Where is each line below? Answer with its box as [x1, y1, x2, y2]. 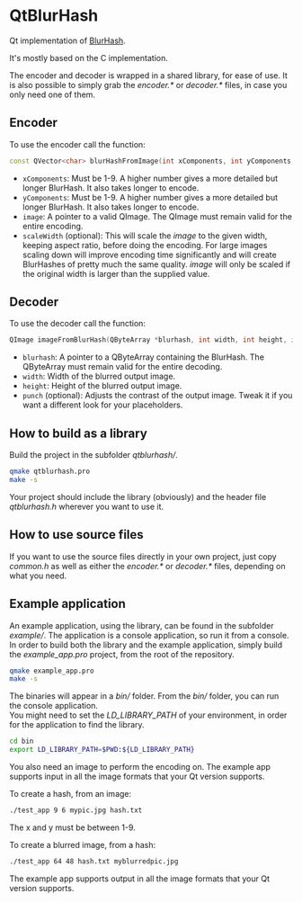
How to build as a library [9, 425, 148, 441]
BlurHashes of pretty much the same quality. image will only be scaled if [22, 258, 291, 270]
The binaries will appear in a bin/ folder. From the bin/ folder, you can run [9, 691, 280, 701]
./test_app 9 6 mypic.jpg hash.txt [9, 806, 143, 815]
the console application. [9, 701, 99, 711]
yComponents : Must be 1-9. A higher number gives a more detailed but [22, 192, 279, 202]
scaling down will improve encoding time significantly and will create [22, 249, 277, 260]
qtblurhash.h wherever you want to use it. [9, 501, 164, 512]
